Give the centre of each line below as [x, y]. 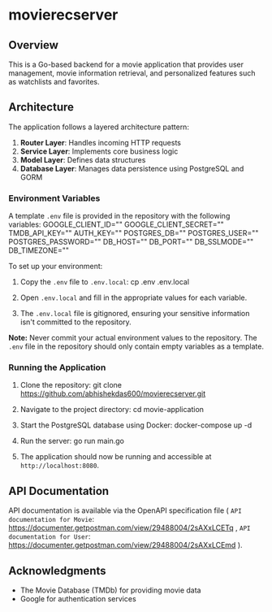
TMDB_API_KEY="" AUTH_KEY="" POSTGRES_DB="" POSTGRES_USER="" [134, 233]
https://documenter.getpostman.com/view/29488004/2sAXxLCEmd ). [125, 545]
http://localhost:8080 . [60, 466]
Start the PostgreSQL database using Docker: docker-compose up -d [136, 425]
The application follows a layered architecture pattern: [99, 127]
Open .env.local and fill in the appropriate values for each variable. [134, 297]
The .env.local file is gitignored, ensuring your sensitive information [135, 314]
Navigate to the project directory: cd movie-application [112, 410]
